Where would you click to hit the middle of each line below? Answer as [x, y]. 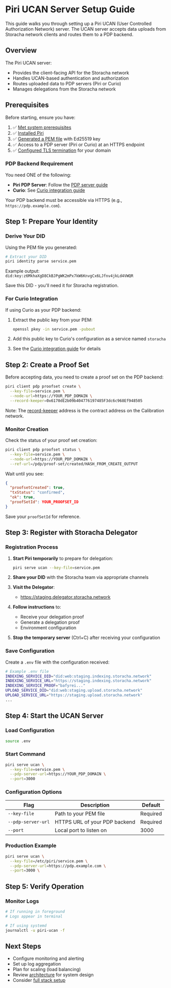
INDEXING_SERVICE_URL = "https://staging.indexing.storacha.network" [79, 681]
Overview [21, 50]
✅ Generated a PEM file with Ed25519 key [56, 138]
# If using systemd [26, 926]
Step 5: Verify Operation [45, 887]
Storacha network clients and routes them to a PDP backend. [69, 34]
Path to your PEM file [80, 814]
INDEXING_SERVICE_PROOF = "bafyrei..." [45, 686]
